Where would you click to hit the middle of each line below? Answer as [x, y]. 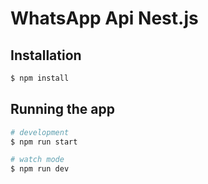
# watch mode [37, 160]
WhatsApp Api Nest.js [104, 18]
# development [40, 132]
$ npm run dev [40, 169]
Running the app [62, 109]
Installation [46, 55]
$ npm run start [44, 142]
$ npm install [40, 78]
